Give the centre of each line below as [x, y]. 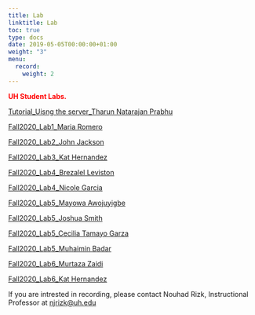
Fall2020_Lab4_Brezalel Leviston [61, 172]
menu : [17, 60]
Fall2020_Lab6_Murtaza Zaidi [56, 263]
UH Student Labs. [37, 96]
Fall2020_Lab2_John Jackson [56, 141]
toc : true [24, 30]
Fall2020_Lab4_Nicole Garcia [56, 187]
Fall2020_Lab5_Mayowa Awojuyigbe [67, 203]
